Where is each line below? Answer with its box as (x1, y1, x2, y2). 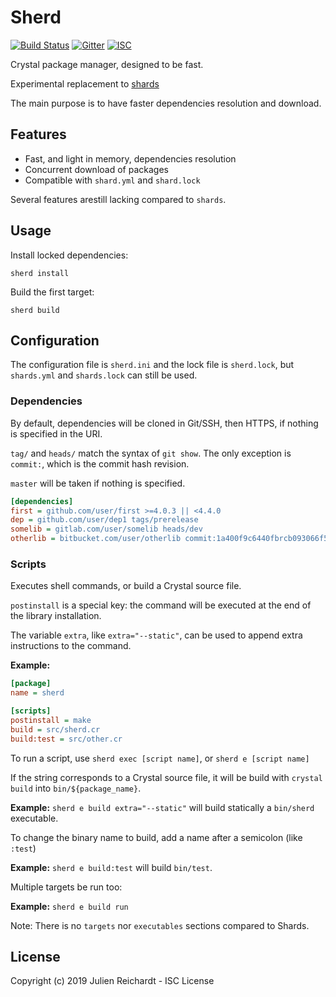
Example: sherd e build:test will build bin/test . (10, 861, 213, 873)
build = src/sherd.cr (10, 724, 101, 735)
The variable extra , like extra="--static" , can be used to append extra (10, 629, 303, 641)
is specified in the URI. (10, 427, 103, 440)
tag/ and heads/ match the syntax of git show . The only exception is (10, 447, 292, 459)
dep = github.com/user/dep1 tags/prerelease (10, 515, 199, 525)
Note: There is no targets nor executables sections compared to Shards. (10, 919, 310, 931)
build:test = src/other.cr (10, 734, 123, 744)
